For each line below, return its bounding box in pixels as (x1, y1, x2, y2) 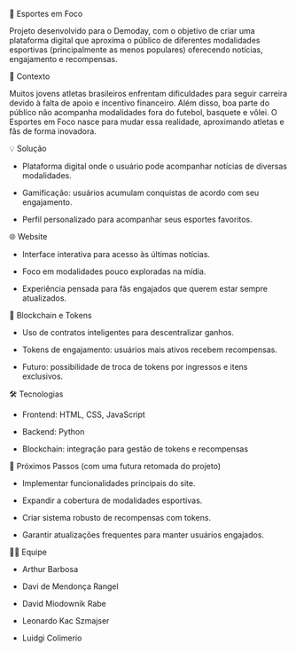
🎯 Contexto (9, 71, 51, 82)
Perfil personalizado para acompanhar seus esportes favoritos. (21, 214, 253, 224)
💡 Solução (9, 143, 47, 153)
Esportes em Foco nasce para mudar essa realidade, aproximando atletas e (9, 116, 285, 127)
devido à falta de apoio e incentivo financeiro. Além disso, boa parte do (9, 98, 270, 108)
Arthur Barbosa (21, 564, 79, 574)
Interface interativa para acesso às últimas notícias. (21, 249, 211, 259)
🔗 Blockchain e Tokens (9, 310, 92, 320)
